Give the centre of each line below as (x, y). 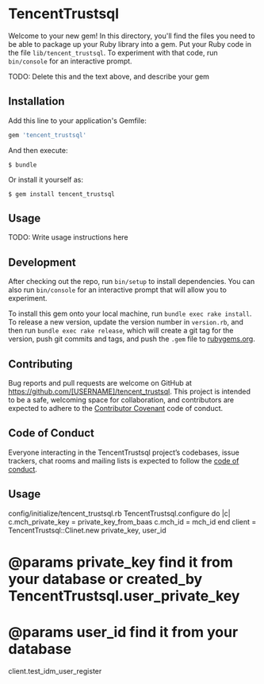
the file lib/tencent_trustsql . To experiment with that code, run (113, 52)
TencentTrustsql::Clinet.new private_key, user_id (87, 530)
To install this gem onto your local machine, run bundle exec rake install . (130, 313)
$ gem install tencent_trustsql (61, 194)
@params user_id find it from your (123, 632)
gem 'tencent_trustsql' (48, 135)
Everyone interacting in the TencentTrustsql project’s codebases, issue (124, 452)
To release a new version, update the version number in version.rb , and (126, 322)
